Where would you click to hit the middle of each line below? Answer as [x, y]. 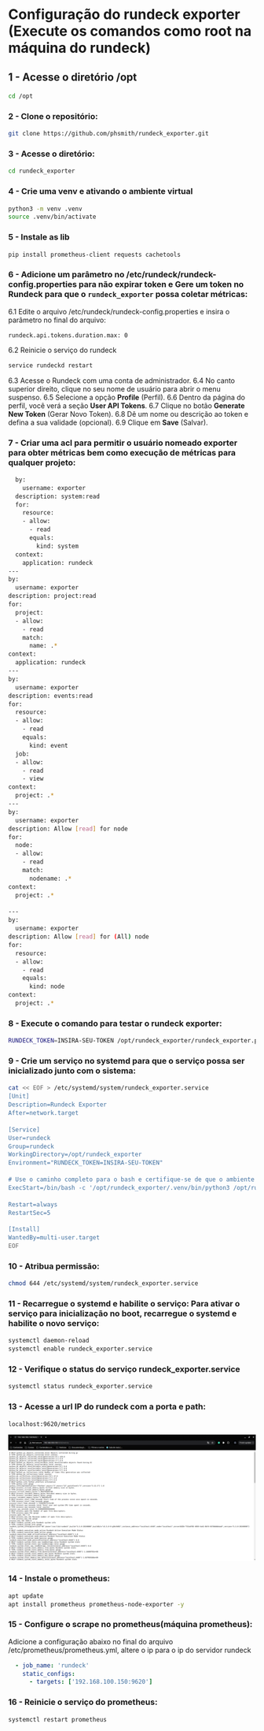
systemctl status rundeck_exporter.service [81, 1387]
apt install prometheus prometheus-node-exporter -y [96, 1604]
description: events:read [50, 696]
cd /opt [21, 96]
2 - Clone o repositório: [53, 116]
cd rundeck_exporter [42, 171]
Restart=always [33, 1204]
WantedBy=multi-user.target [54, 1238]
